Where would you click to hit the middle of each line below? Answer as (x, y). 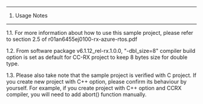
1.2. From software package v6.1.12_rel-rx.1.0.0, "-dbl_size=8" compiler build (101, 51)
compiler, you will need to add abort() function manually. (76, 94)
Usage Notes (31, 15)
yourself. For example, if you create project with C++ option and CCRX (94, 88)
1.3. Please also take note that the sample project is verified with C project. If (101, 75)
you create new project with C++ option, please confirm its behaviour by (97, 81)
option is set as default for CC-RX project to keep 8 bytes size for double (97, 57)
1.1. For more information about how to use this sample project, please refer (100, 33)
